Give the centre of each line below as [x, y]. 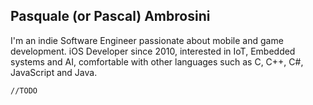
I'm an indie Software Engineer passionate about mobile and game [147, 40]
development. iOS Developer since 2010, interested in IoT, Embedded [153, 51]
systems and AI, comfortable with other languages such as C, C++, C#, [157, 61]
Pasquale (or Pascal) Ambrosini [110, 16]
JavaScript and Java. [54, 72]
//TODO [24, 90]
